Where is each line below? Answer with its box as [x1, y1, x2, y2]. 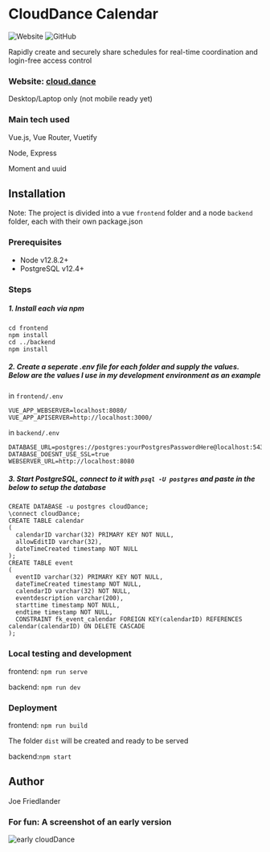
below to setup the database [8, 483, 107, 492]
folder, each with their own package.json [8, 216, 143, 226]
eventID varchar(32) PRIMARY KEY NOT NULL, [15, 573, 163, 582]
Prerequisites [8, 237, 62, 248]
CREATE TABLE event [8, 559, 74, 567]
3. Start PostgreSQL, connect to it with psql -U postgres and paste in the [8, 474, 256, 484]
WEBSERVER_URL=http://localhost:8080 [8, 457, 135, 465]
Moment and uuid [8, 163, 67, 173]
